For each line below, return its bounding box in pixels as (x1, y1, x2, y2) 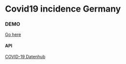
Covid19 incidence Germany (5, 3, 121, 15)
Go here (5, 32, 21, 37)
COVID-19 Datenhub (5, 53, 46, 59)
